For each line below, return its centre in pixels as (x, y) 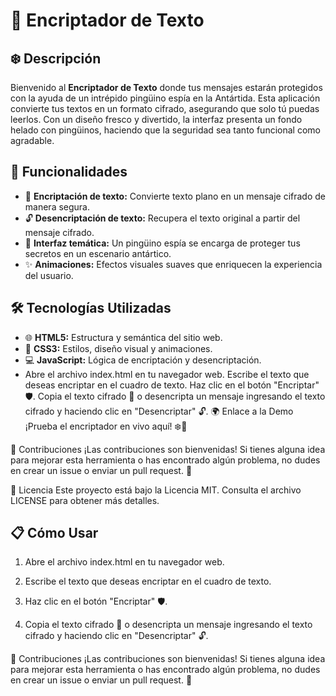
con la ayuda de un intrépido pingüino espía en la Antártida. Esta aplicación (165, 98)
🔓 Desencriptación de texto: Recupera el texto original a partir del (162, 218)
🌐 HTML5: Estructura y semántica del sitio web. (123, 337)
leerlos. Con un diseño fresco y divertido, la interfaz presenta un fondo (156, 119)
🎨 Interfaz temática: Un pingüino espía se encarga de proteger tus (162, 243)
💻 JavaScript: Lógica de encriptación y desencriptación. (143, 360)
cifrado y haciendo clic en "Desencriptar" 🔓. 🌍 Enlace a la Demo (159, 411)
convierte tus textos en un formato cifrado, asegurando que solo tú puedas (165, 108)
